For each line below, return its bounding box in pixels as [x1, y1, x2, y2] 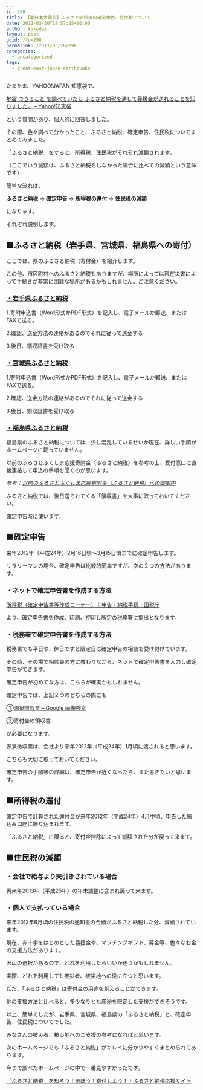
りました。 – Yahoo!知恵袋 [6, 103, 72, 110]
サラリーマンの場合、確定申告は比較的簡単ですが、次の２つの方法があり [6, 562, 186, 569]
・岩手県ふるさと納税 [6, 294, 68, 303]
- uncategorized [11, 54, 53, 60]
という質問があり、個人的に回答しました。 [6, 115, 112, 123]
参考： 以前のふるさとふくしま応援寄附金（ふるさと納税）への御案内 [6, 479, 176, 487]
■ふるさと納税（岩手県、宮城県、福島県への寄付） [6, 240, 196, 250]
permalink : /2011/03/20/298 [6, 43, 77, 49]
